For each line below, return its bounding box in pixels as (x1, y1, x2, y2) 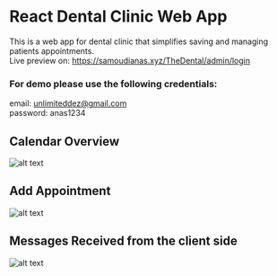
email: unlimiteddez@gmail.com (9, 98, 127, 109)
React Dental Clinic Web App (9, 6, 228, 27)
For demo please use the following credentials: (9, 77, 218, 90)
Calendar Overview (9, 133, 120, 149)
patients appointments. (9, 45, 94, 56)
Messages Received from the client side (9, 234, 238, 249)
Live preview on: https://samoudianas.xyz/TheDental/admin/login (9, 55, 251, 66)
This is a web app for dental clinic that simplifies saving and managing (9, 36, 269, 47)
